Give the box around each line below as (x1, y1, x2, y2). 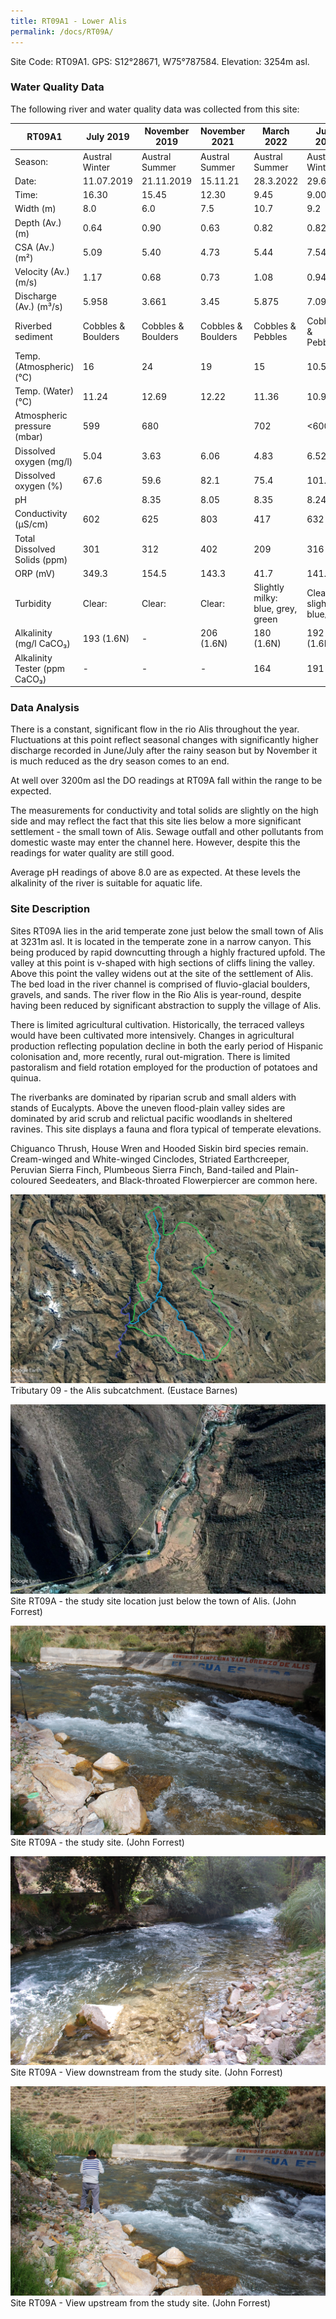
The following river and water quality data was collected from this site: (10, 103, 300, 115)
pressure (14, 420, 52, 432)
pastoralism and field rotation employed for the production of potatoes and (10, 1061, 318, 1073)
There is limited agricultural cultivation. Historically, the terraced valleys (10, 1018, 305, 1030)
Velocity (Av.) (14, 266, 71, 278)
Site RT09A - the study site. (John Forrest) (10, 1836, 185, 1848)
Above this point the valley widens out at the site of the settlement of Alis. (10, 967, 314, 979)
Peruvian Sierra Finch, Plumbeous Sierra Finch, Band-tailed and (10, 1163, 273, 1175)
